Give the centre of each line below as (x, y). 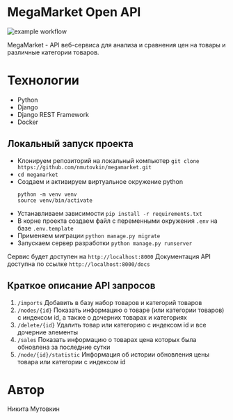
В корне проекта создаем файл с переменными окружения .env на (117, 221)
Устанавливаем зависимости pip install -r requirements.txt (110, 213)
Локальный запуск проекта (70, 144)
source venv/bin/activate (55, 200)
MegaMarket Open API (74, 12)
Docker (28, 122)
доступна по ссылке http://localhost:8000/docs (79, 264)
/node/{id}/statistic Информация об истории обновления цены (113, 354)
